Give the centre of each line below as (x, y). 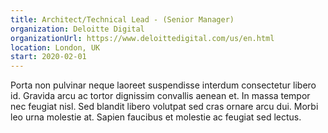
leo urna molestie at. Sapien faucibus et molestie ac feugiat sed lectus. (156, 117)
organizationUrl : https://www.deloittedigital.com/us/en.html (142, 38)
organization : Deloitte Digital (77, 29)
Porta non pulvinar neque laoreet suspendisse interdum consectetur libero (163, 85)
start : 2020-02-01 (48, 57)
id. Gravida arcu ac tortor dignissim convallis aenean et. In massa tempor (160, 96)
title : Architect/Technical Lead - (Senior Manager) (122, 19)
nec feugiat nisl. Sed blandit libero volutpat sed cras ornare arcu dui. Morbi (164, 107)
